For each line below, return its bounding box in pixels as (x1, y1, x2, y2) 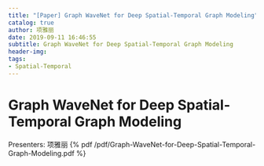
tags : (8, 56, 26, 63)
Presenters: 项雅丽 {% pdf (8, 139, 93, 149)
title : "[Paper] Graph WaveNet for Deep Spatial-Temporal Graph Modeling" (8, 11, 258, 20)
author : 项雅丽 (8, 26, 54, 34)
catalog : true (8, 19, 55, 27)
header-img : (8, 48, 47, 56)
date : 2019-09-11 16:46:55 (8, 33, 97, 41)
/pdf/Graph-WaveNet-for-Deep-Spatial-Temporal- (93, 139, 256, 149)
